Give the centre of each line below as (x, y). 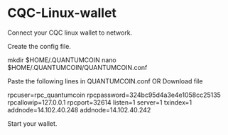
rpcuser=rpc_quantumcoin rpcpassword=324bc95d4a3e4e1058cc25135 (114, 95)
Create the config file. (39, 46)
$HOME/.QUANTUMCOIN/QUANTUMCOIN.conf (77, 67)
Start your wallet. (32, 123)
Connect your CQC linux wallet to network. (70, 33)
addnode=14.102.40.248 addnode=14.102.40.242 (79, 110)
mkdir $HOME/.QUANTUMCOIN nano (62, 60)
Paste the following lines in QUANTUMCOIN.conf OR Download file (105, 81)
